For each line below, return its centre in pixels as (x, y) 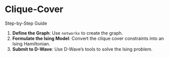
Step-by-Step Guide (26, 23)
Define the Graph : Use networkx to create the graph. (68, 33)
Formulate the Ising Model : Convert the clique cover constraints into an (88, 38)
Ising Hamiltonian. (31, 43)
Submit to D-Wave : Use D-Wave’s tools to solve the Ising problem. (82, 49)
